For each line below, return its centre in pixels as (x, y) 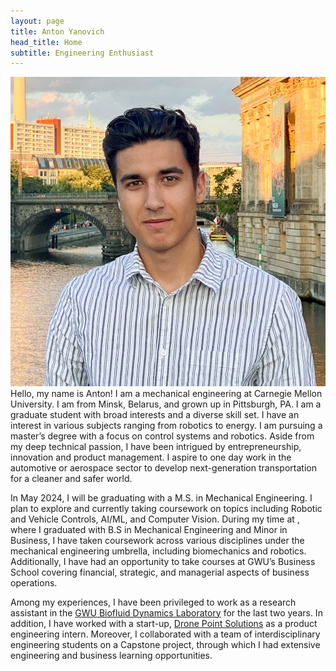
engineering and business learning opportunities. (111, 655)
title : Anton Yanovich (57, 31)
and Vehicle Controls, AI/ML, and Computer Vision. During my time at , (155, 519)
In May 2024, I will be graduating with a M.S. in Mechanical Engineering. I (161, 497)
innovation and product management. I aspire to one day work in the (151, 457)
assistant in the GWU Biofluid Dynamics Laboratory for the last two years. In (166, 612)
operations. (34, 582)
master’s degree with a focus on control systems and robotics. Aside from (162, 436)
